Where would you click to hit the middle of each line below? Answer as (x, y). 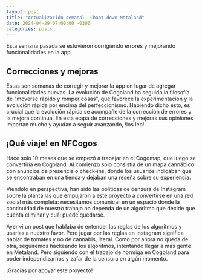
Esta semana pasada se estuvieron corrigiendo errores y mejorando (91, 46)
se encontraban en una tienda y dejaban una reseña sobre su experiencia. (99, 177)
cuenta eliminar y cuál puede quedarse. (56, 215)
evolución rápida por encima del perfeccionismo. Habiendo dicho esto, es (98, 105)
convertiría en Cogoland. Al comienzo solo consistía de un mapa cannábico (100, 164)
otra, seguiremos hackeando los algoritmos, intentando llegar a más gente (99, 246)
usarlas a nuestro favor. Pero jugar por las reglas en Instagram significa (95, 233)
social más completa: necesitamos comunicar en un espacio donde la (93, 202)
